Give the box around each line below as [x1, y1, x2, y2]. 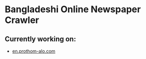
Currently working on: [5, 35, 76, 43]
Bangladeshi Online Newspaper [5, 4, 141, 15]
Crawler [5, 14, 39, 26]
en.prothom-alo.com [12, 48, 55, 54]
